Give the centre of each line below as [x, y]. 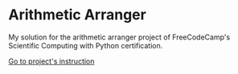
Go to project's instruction [51, 61]
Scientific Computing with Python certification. [86, 45]
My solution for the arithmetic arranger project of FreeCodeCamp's [119, 37]
